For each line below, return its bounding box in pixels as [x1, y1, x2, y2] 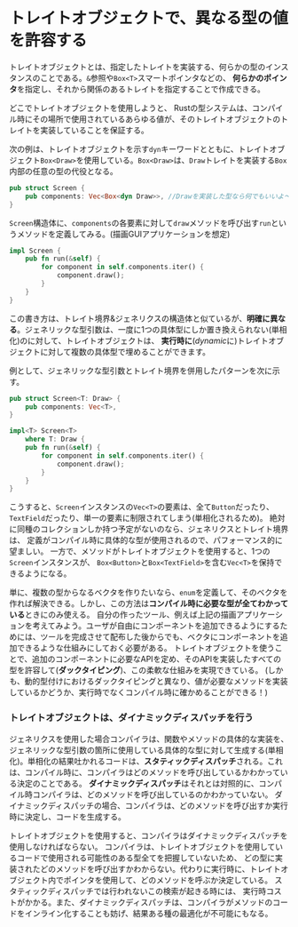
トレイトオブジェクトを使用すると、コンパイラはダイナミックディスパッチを [9, 830, 288, 841]
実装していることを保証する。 [39, 124, 149, 135]
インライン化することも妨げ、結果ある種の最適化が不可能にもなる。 [24, 907, 273, 918]
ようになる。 [24, 568, 72, 579]
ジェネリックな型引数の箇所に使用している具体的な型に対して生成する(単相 [9, 744, 284, 755]
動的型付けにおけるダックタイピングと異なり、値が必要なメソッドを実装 [24, 676, 288, 687]
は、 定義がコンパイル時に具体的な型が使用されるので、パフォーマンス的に [9, 535, 284, 546]
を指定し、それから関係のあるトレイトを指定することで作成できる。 [17, 84, 266, 94]
